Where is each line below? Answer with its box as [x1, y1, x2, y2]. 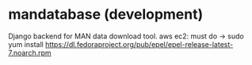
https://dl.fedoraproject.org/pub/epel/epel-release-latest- [44, 39, 234, 49]
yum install [8, 39, 44, 49]
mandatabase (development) [8, 5, 204, 23]
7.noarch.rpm [8, 48, 52, 57]
